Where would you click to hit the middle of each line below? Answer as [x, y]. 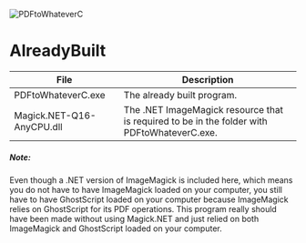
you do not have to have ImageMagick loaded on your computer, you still [146, 189]
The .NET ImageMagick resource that [204, 109]
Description [208, 79]
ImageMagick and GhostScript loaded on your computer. [116, 228]
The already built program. [180, 95]
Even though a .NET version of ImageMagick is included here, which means [151, 180]
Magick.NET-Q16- [55, 116]
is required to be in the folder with [195, 121]
